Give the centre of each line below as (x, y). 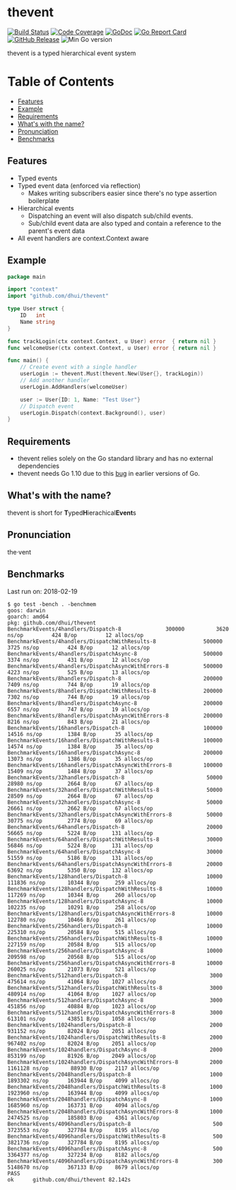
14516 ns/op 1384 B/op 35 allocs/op (80, 734)
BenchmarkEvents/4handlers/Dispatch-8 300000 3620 (118, 629)
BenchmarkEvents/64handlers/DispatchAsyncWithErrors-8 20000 (115, 864)
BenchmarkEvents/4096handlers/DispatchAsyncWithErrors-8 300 (115, 1161)
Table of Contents (61, 82)
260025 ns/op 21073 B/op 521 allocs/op (82, 969)
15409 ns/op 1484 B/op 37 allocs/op (80, 771)
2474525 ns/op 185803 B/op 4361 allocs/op (83, 1118)
